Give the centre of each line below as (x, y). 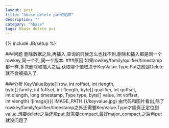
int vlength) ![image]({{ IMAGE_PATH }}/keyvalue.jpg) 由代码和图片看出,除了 (85, 101)
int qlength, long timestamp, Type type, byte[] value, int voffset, (72, 95)
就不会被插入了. (22, 73)
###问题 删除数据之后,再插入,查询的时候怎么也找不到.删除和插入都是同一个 (84, 54)
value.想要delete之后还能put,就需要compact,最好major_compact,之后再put (84, 114)
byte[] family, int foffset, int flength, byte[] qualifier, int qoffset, (71, 90)
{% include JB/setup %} (31, 43)
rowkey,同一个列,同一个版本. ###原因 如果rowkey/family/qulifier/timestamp (84, 60)
